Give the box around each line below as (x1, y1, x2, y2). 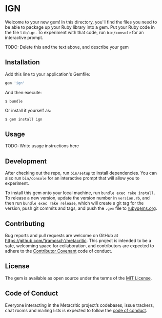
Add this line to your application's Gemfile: (5, 71, 90, 77)
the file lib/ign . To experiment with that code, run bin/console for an (5, 29, 144, 35)
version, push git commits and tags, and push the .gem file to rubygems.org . (5, 205, 158, 211)
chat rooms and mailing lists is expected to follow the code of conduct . (5, 307, 147, 313)
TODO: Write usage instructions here (5, 143, 79, 149)
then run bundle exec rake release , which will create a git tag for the (5, 200, 144, 206)
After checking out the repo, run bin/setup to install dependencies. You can (5, 170, 157, 176)
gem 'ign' (5, 80, 25, 85)
